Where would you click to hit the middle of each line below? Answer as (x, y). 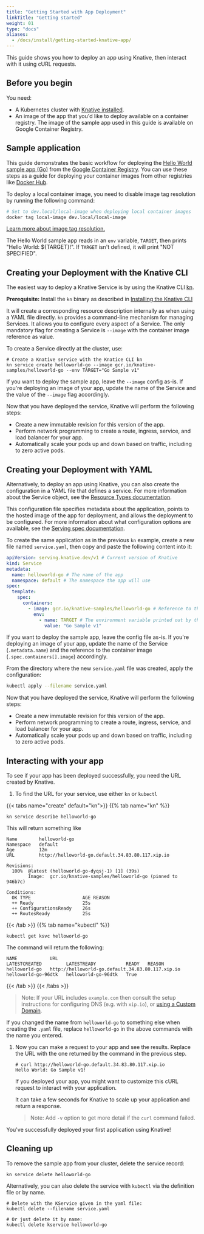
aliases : (17, 35)
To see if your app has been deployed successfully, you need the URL (94, 776)
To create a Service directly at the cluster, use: (65, 349)
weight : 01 (20, 23)
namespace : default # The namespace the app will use (81, 580)
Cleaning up (30, 1149)
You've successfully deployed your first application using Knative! (89, 1130)
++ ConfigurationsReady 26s (51, 908)
